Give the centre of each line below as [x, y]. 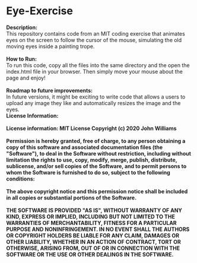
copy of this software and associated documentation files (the [85, 147]
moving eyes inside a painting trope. [50, 46]
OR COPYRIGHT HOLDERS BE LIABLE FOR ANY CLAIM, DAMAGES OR [93, 235]
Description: [22, 27]
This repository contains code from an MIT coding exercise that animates [96, 33]
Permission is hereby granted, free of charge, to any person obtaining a [96, 141]
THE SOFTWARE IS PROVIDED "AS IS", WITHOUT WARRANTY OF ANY [94, 210]
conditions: [20, 179]
